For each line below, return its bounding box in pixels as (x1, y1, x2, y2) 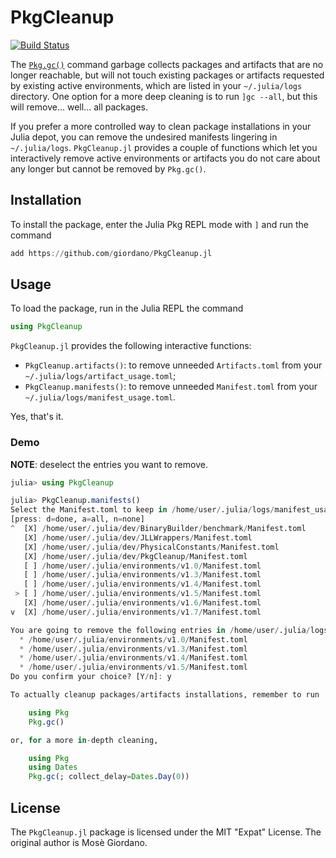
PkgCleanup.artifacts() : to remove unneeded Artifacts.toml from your (24, 359, 323, 371)
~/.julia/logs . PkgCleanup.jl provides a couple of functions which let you (10, 141, 318, 153)
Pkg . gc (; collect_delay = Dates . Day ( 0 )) (28, 772, 190, 782)
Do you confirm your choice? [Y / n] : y (10, 672, 172, 682)
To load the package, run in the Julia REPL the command (10, 302, 244, 315)
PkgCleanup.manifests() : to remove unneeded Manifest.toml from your (24, 381, 318, 393)
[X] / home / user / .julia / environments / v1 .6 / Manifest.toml (23, 598, 262, 608)
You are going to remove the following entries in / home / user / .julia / (10, 625, 311, 635)
